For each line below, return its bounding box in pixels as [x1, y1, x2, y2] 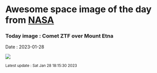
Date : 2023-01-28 [5, 44, 44, 50]
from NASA [5, 14, 54, 26]
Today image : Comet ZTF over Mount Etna [5, 32, 114, 40]
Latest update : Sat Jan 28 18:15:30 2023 [5, 63, 78, 68]
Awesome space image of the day [5, 4, 152, 15]
